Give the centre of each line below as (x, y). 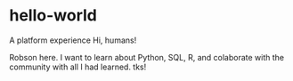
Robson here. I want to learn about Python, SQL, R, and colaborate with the (147, 57)
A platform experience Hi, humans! (73, 40)
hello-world (53, 16)
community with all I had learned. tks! (78, 67)
